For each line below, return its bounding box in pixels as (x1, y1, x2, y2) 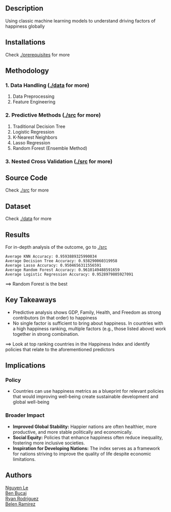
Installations (5, 38, 46, 47)
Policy (5, 376, 21, 383)
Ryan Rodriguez (5, 495, 39, 501)
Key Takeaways (5, 295, 57, 304)
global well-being (12, 399, 50, 405)
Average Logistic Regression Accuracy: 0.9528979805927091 (5, 271, 134, 277)
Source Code (5, 174, 47, 182)
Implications (5, 361, 46, 370)
